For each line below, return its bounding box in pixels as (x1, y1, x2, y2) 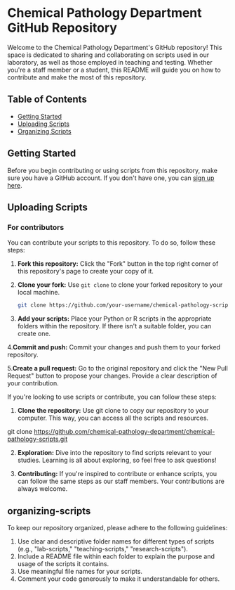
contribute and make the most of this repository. (7, 72, 147, 82)
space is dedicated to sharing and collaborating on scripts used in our (7, 51, 210, 59)
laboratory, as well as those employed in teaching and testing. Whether (7, 58, 213, 66)
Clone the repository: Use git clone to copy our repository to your (17, 406, 209, 415)
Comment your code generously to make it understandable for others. (17, 575, 220, 583)
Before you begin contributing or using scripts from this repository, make (7, 166, 217, 174)
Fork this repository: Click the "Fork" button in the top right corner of (17, 259, 219, 268)
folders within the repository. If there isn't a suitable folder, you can (17, 322, 212, 331)
